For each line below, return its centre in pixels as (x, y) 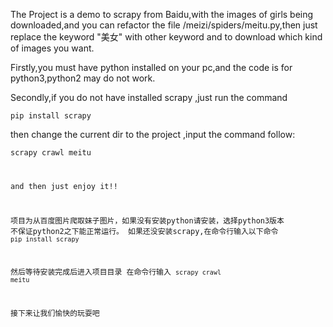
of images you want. (52, 48)
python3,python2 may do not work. (83, 78)
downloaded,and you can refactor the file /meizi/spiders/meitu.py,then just (164, 25)
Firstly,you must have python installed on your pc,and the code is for (151, 67)
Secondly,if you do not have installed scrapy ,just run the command (149, 97)
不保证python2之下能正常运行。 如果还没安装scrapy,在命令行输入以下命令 (144, 231)
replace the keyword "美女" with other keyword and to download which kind (166, 37)
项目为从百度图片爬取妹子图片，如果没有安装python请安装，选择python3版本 (147, 220)
